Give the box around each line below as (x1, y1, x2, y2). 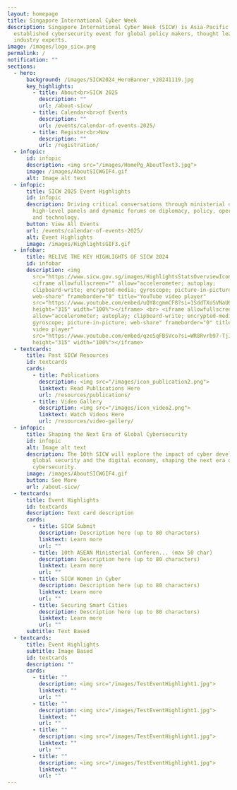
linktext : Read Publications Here (38, 384, 140, 392)
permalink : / (7, 50, 46, 57)
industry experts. (13, 37, 68, 44)
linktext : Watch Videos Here (38, 411, 125, 418)
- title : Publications (32, 372, 99, 379)
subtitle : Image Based (25, 647, 93, 654)
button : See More (25, 477, 78, 484)
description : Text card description (25, 509, 134, 517)
